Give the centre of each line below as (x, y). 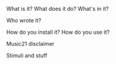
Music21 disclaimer (31, 44)
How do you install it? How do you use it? (58, 32)
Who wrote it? (24, 20)
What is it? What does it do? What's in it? (57, 9)
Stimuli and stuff (27, 56)
